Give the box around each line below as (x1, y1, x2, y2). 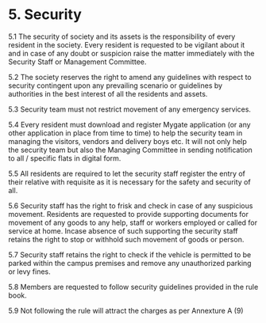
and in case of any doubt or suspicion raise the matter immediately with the (8, 48, 255, 58)
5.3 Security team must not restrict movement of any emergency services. (8, 104, 252, 114)
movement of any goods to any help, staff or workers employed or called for (8, 218, 258, 227)
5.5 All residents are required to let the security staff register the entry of (8, 169, 246, 178)
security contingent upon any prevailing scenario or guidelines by (8, 81, 223, 90)
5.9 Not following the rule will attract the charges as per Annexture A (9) (8, 306, 244, 315)
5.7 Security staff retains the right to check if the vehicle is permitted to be (8, 249, 252, 259)
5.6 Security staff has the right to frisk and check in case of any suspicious (8, 200, 253, 211)
